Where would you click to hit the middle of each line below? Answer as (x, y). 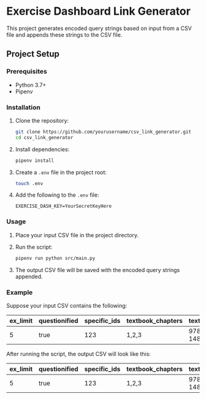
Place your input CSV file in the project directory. (77, 235)
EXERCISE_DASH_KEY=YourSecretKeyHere (63, 207)
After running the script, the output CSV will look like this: (79, 354)
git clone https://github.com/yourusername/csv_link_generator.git (103, 132)
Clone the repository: (42, 120)
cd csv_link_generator (44, 137)
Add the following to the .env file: (57, 195)
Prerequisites (27, 72)
